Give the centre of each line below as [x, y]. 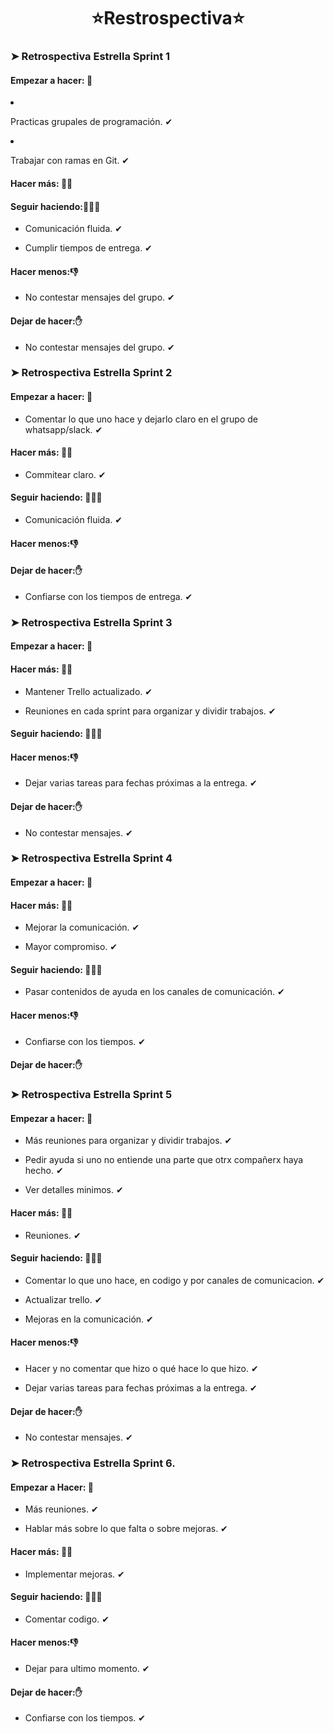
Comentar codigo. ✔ [67, 1619]
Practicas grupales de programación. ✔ [91, 122]
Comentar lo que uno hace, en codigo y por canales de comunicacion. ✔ [174, 1280]
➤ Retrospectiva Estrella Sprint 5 [91, 1095]
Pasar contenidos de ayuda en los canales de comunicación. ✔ [154, 992]
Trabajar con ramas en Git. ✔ [70, 161]
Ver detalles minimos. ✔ [74, 1190]
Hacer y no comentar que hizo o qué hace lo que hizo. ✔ [141, 1369]
